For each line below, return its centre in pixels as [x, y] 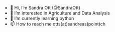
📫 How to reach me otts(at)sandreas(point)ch [58, 24]
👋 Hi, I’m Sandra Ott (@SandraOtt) [45, 8]
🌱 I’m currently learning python [42, 18]
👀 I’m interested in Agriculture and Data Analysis [60, 13]
